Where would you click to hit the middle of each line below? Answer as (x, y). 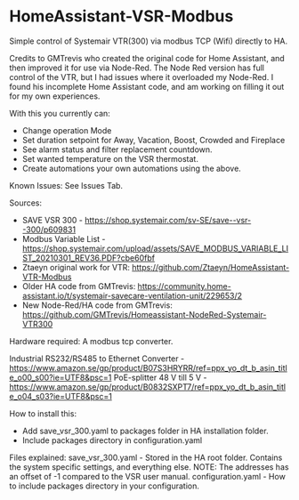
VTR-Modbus (47, 277)
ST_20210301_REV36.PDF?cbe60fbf (89, 258)
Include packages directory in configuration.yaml (112, 440)
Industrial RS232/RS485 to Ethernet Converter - (97, 359)
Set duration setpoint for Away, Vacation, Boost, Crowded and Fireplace (154, 140)
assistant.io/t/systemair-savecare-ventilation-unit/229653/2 (132, 295)
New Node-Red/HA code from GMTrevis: (97, 305)
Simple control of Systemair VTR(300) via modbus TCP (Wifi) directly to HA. (148, 41)
